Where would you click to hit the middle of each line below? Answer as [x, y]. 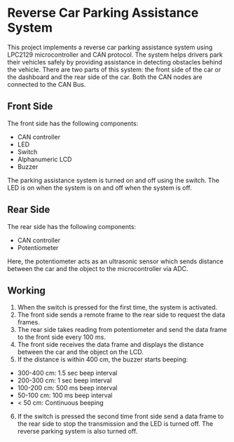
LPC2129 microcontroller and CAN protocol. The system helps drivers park [115, 55]
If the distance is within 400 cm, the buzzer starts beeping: [103, 359]
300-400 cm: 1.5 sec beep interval [67, 373]
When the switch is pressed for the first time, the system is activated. [117, 308]
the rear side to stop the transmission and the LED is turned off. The [115, 424]
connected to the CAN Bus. [47, 84]
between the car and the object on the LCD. [80, 352]
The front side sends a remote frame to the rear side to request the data [121, 315]
